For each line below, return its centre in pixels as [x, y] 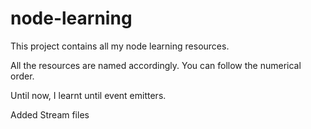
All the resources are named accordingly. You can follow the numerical [156, 65]
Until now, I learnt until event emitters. [88, 95]
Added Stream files [50, 114]
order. [22, 76]
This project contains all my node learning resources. [120, 46]
